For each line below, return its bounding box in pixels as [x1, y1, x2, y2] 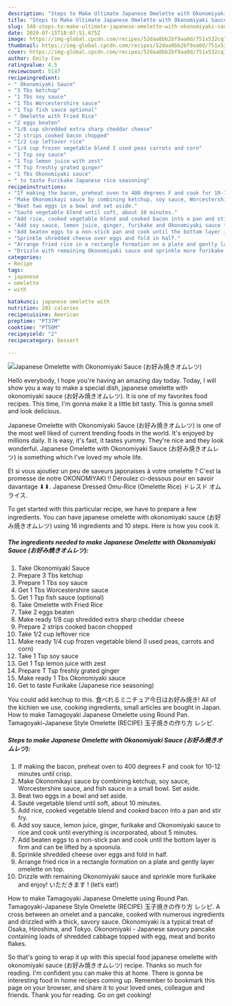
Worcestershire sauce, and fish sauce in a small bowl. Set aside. [17, 785, 200, 793]
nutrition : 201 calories [8, 305, 79, 312]
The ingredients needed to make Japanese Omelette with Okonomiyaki [8, 537, 216, 546]
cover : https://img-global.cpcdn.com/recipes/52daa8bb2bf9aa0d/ [8, 49, 196, 56]
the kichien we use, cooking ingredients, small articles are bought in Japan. [8, 703, 222, 711]
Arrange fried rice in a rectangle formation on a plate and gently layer [17, 858, 215, 866]
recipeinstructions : [8, 184, 67, 190]
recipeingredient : [8, 74, 61, 81]
